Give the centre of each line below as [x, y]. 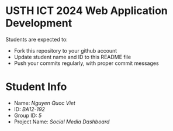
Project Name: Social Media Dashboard [62, 122]
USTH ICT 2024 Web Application [86, 11]
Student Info [36, 87]
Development [39, 23]
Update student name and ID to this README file [72, 57]
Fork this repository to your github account [65, 50]
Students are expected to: [37, 39]
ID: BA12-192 [29, 109]
